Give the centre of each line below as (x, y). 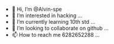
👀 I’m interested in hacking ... (47, 15)
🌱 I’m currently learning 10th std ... (53, 22)
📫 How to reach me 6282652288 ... (56, 35)
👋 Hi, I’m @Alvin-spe (37, 9)
